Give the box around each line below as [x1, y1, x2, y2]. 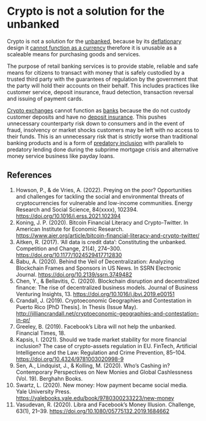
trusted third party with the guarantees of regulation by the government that [7, 75, 198, 83]
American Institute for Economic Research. [15, 225, 124, 233]
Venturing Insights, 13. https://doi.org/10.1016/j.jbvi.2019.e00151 [15, 290, 175, 297]
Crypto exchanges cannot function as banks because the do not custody [7, 106, 191, 114]
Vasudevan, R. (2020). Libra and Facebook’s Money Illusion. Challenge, [15, 401, 196, 408]
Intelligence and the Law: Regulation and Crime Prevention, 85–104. [15, 349, 186, 356]
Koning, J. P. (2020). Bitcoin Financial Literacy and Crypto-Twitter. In [15, 218, 189, 226]
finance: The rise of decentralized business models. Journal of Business [15, 283, 198, 291]
